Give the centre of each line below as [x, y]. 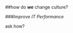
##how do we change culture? [37, 7]
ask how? [15, 26]
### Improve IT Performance [34, 16]
